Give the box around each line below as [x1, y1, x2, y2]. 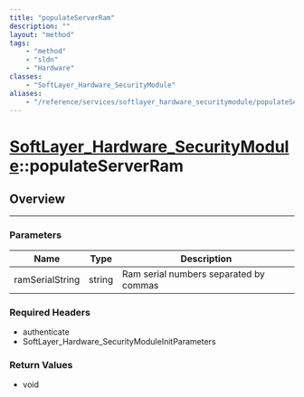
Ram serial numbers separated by [121, 268, 265, 280]
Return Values [9, 358, 73, 371]
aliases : [9, 89, 43, 98]
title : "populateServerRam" [9, 13, 116, 23]
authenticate [22, 326, 70, 337]
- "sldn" [25, 55, 59, 64]
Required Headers [9, 306, 90, 318]
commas [121, 279, 159, 291]
